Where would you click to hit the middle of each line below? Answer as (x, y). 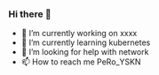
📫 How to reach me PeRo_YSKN (81, 62)
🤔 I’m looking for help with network (85, 52)
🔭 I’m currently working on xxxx (79, 34)
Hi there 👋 (30, 14)
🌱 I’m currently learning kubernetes (86, 42)
